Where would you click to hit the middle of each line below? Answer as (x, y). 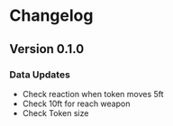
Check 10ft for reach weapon (76, 103)
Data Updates (40, 75)
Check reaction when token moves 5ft (93, 94)
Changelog (51, 16)
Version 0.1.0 (47, 49)
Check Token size (55, 112)
